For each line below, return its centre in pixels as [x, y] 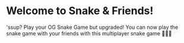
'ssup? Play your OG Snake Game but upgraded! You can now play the [92, 27]
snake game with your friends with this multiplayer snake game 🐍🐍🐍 [89, 33]
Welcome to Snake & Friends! [80, 11]
